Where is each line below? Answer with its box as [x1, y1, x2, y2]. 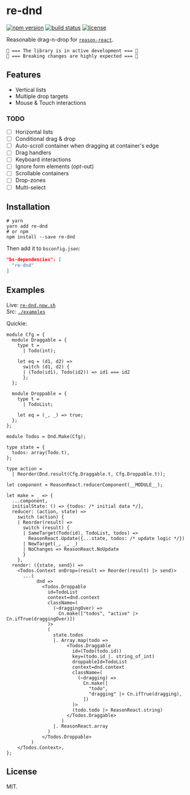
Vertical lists [15, 86, 47, 93]
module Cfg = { [6, 332, 45, 338]
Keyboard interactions [15, 156, 72, 163]
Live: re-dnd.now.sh [6, 301, 56, 308]
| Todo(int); [22, 348, 56, 354]
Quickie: [6, 319, 28, 327]
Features [6, 70, 41, 80]
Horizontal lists [15, 128, 53, 135]
